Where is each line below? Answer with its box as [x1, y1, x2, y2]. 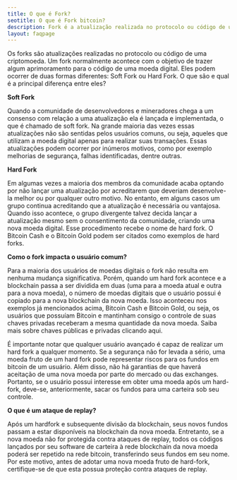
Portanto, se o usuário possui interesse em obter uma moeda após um [7, 378, 212, 386]
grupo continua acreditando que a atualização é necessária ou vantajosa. [7, 202, 221, 210]
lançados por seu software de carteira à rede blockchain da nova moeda [7, 443, 219, 451]
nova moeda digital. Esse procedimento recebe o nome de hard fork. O [7, 224, 214, 233]
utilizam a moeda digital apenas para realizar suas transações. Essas [7, 137, 207, 145]
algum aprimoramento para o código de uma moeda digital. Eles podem [7, 64, 216, 73]
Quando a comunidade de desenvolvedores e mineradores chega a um [7, 107, 214, 115]
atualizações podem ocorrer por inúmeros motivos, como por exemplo [7, 144, 212, 152]
